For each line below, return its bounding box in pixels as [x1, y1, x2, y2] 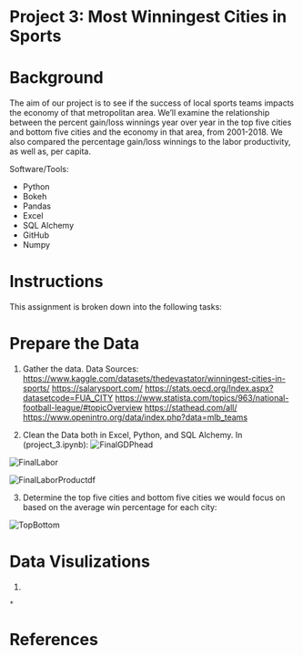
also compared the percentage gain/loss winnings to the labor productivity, [9, 137, 291, 148]
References [9, 629, 98, 650]
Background [9, 67, 104, 88]
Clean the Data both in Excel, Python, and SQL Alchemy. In [22, 430, 243, 440]
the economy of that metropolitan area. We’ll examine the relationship [9, 107, 270, 118]
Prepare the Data [9, 333, 139, 354]
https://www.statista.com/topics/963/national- [115, 393, 289, 403]
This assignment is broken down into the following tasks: [9, 302, 223, 312]
